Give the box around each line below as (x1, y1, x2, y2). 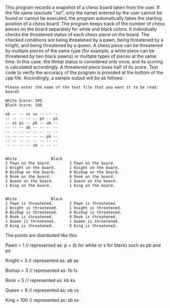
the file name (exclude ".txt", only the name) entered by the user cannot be (5, 10, 162, 16)
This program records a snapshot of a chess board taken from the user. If (5, 5, 160, 10)
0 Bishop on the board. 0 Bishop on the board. (5, 170, 120, 175)
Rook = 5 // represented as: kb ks (5, 277, 76, 283)
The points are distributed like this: (5, 232, 78, 238)
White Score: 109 (5, 98, 42, 103)
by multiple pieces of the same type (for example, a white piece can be (5, 48, 155, 54)
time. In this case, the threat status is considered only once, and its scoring (5, 59, 163, 64)
